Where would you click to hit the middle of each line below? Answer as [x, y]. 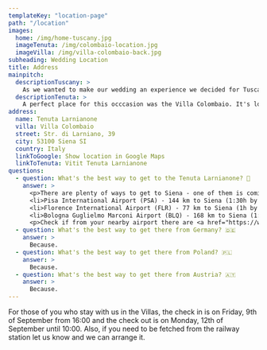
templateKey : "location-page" [58, 16]
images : [21, 30]
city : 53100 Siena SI [51, 141]
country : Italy [41, 149]
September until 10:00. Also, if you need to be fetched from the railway [124, 329]
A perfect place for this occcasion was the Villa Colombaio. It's [136, 104]
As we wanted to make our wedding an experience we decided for [131, 89]
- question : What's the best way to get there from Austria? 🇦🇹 [126, 274]
